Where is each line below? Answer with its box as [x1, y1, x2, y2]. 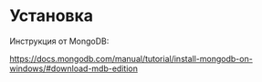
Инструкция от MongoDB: [9, 36, 110, 46]
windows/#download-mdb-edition [9, 63, 139, 74]
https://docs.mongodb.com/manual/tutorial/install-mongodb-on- [9, 53, 253, 64]
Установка [9, 5, 94, 26]
